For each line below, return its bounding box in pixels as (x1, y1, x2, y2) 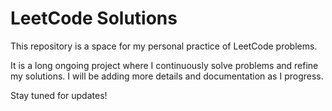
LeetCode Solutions (10, 7, 178, 30)
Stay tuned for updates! (10, 89, 108, 101)
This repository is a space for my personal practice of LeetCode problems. (10, 40, 318, 52)
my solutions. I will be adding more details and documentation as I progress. (10, 70, 324, 82)
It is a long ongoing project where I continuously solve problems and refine (10, 59, 319, 71)
